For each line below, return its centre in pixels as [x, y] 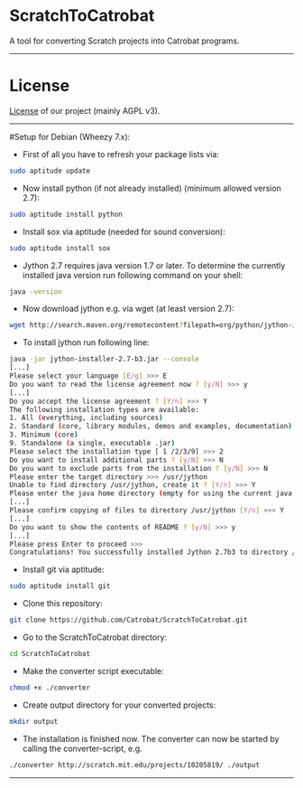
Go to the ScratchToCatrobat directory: [95, 637]
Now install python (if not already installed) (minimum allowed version [152, 188]
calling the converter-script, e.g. [82, 748]
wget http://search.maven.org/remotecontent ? [96, 325]
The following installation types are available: [105, 409]
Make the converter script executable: [93, 671]
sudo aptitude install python [66, 214]
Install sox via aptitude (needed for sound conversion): [124, 231]
